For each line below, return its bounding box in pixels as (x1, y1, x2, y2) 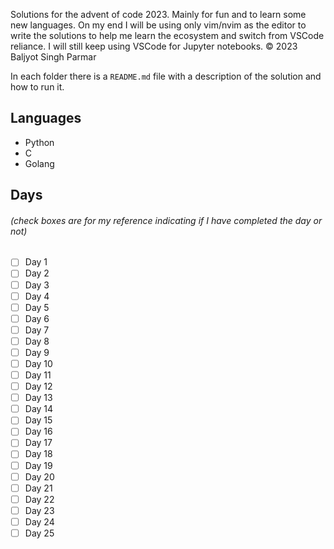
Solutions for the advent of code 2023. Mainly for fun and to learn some (10, 9, 307, 20)
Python (24, 136, 55, 148)
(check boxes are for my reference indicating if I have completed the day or (10, 214, 323, 226)
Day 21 (24, 482, 53, 494)
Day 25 (24, 527, 55, 539)
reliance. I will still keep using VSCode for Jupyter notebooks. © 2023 (10, 40, 298, 52)
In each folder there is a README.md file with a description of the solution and (10, 70, 322, 82)
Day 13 (24, 392, 53, 404)
